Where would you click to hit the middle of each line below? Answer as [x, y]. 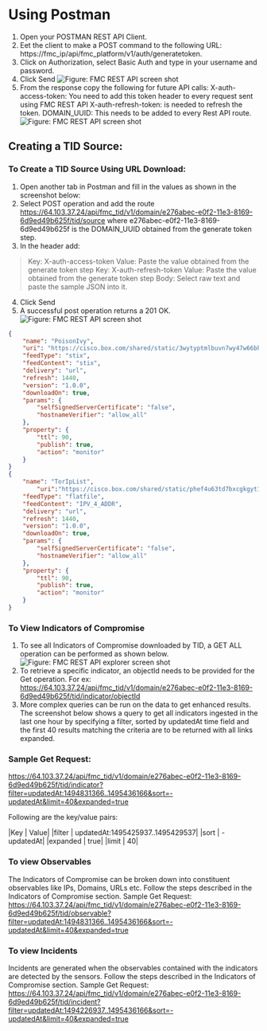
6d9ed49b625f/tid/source [62, 220]
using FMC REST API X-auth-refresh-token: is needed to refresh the [131, 104]
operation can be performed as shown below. [94, 654]
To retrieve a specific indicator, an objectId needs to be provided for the [137, 671]
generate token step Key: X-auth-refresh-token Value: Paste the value [142, 269]
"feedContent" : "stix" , [62, 363]
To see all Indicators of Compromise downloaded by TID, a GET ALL [131, 645]
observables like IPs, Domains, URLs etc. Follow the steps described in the [130, 888]
